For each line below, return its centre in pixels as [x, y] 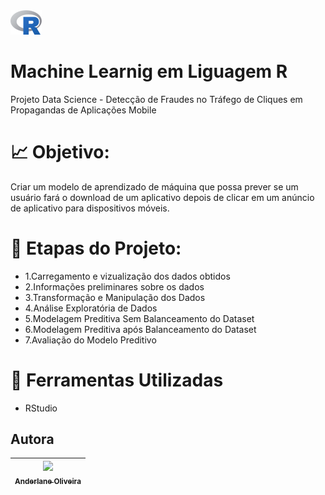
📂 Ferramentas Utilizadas [117, 380]
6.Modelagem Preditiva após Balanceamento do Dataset [140, 329]
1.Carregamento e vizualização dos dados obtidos [127, 276]
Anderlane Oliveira [48, 481]
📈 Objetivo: [60, 151]
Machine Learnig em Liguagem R [149, 71]
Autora [32, 439]
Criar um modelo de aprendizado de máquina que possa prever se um [154, 186]
